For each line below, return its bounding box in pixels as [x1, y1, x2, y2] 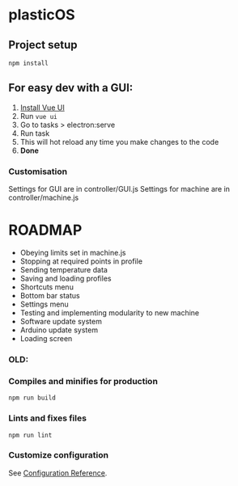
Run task [19, 128, 50, 138]
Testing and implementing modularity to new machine [19, 308, 200, 318]
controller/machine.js [8, 192, 79, 203]
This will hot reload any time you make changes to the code [19, 137, 219, 146]
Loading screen [19, 334, 73, 344]
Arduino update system [19, 325, 99, 335]
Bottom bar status [19, 291, 80, 301]
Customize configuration [8, 450, 109, 461]
